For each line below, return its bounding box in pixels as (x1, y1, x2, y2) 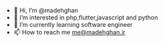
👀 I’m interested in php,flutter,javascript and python (13, 13, 159, 21)
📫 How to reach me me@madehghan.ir (13, 28, 126, 36)
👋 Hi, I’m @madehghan (13, 7, 79, 14)
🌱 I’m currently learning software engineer (13, 21, 133, 28)
